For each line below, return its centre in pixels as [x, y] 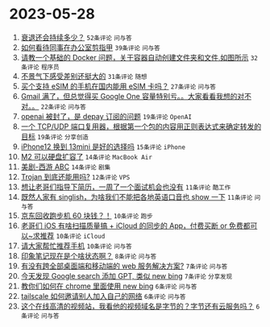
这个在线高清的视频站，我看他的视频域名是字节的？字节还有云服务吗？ [137, 306]
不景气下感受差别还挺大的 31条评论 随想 [84, 76]
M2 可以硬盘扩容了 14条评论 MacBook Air [86, 156]
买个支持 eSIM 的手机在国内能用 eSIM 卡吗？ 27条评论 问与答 [118, 86]
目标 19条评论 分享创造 [55, 136]
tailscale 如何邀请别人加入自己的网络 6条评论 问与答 [103, 296]
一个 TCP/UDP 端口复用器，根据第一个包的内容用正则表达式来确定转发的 [141, 126]
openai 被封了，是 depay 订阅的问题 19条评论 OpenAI [106, 116]
